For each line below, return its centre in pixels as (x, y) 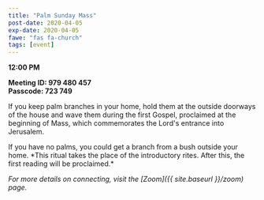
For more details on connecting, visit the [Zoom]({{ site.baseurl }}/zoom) (126, 179)
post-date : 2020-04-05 (45, 23)
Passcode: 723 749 (40, 91)
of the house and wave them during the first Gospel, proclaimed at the (122, 115)
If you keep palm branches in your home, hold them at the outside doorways (132, 107)
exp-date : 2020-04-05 (44, 30)
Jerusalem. (26, 132)
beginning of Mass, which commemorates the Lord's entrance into (116, 123)
